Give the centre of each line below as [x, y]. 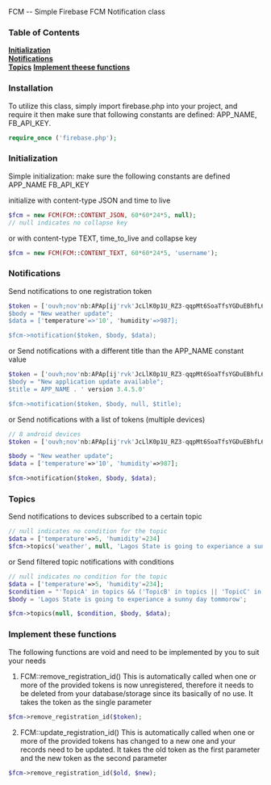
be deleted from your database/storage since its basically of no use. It [137, 693]
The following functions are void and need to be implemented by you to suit [134, 652]
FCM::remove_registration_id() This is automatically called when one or [138, 676]
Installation [31, 88]
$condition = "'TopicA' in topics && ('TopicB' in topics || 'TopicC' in [135, 592]
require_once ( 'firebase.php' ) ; [63, 138]
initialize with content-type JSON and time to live [90, 200]
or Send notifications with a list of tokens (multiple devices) [107, 419]
